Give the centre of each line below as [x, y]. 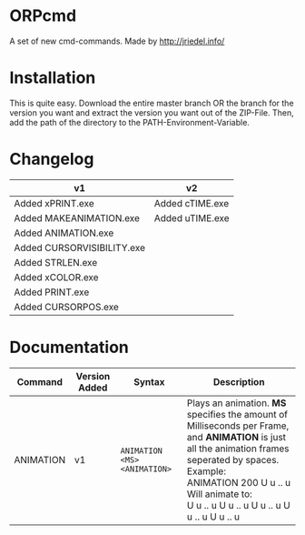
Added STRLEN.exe [56, 262]
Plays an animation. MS [236, 403]
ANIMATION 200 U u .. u [239, 482]
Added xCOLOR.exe [56, 277]
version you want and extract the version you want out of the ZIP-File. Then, [152, 112]
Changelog [52, 159]
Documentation [69, 348]
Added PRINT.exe [52, 292]
